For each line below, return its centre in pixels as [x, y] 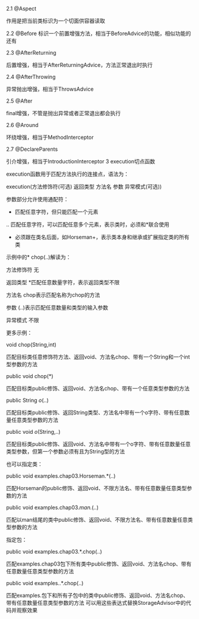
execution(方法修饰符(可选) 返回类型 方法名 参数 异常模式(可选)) [84, 187]
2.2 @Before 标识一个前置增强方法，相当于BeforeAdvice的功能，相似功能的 [99, 33]
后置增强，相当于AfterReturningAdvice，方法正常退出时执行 [80, 65]
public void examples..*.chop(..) [45, 583]
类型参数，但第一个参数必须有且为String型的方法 [66, 451]
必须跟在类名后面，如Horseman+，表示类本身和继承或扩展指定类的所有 [102, 237]
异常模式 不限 [23, 320]
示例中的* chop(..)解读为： [39, 257]
